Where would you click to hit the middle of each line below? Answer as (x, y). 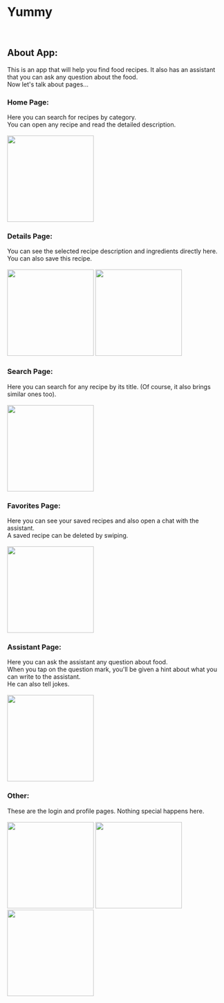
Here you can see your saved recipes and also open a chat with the (103, 521)
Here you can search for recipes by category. (72, 118)
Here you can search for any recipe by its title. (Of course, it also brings (109, 386)
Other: (18, 796)
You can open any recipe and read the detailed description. (92, 124)
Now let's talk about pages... (48, 84)
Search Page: (30, 372)
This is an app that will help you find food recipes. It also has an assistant (111, 69)
